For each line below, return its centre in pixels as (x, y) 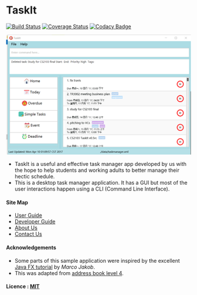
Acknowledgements (31, 247)
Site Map (17, 202)
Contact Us (28, 234)
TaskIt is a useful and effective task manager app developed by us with (100, 164)
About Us (26, 228)
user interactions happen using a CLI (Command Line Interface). (92, 189)
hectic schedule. (35, 177)
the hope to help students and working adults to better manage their (97, 170)
